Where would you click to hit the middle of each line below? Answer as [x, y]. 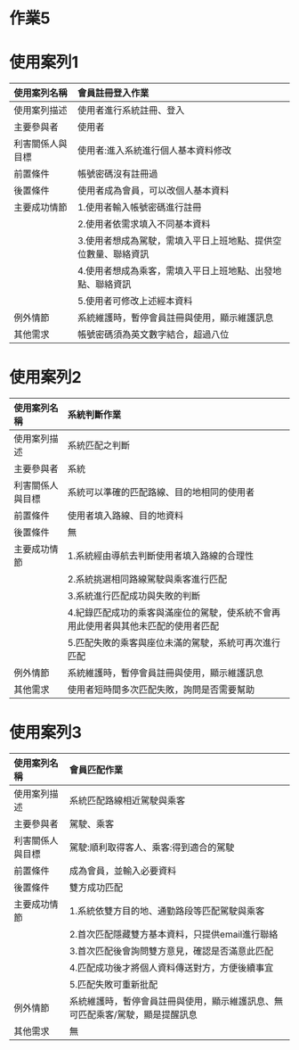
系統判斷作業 [94, 415]
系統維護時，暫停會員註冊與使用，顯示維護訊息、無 [176, 1001]
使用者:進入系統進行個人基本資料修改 [154, 151]
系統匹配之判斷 [99, 445]
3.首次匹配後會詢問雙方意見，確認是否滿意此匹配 [171, 951]
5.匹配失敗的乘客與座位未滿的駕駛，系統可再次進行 [174, 643]
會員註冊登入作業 [113, 93]
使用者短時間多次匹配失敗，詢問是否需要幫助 [161, 690]
